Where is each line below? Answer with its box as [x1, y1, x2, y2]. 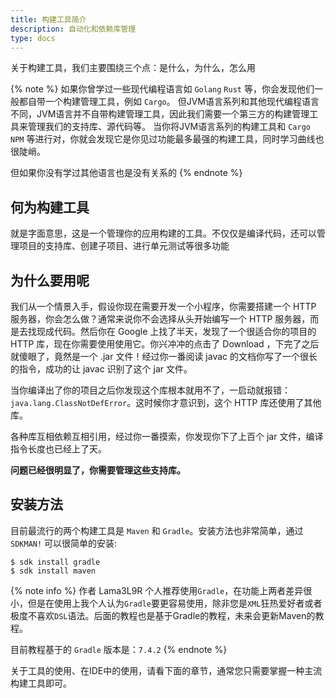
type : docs [10, 33, 56, 43]
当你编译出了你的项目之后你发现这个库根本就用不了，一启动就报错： [10, 384, 291, 396]
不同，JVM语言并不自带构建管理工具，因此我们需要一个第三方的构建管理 [10, 108, 310, 120]
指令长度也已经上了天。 [10, 443, 107, 455]
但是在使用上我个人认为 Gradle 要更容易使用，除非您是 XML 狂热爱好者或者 [27, 597, 323, 609]
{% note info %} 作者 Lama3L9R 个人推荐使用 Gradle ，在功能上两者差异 [10, 584, 304, 596]
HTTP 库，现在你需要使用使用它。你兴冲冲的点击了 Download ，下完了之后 [10, 338, 320, 350]
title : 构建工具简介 [10, 14, 87, 25]
